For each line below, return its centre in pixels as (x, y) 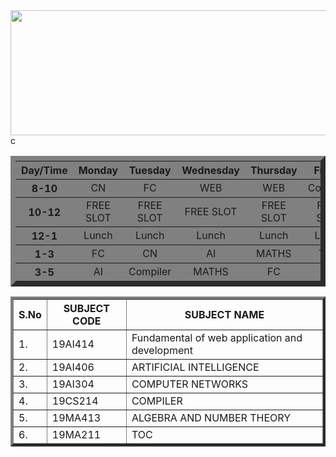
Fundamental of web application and (217, 337)
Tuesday (150, 170)
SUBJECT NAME (224, 314)
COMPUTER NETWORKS (190, 384)
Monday (98, 170)
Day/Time (44, 170)
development (162, 350)
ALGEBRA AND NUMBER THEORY (211, 417)
